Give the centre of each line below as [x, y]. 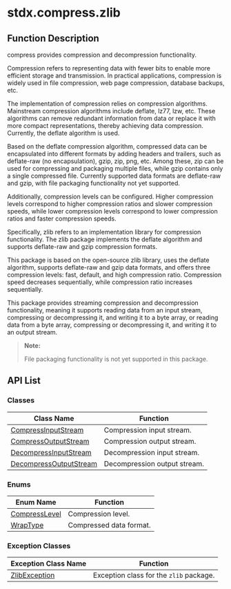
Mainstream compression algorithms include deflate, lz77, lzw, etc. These [111, 111]
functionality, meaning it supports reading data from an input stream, [105, 310]
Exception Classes [39, 545]
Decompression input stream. [152, 452]
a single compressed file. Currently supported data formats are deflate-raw [114, 176]
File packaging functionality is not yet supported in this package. [116, 359]
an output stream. [32, 332]
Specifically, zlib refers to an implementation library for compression [104, 232]
